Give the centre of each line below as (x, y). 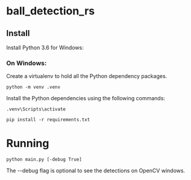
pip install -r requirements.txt (48, 120)
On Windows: (27, 63)
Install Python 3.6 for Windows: (45, 47)
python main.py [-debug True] (44, 160)
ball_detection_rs (51, 11)
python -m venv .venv (33, 87)
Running (28, 144)
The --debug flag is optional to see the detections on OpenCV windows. (96, 171)
